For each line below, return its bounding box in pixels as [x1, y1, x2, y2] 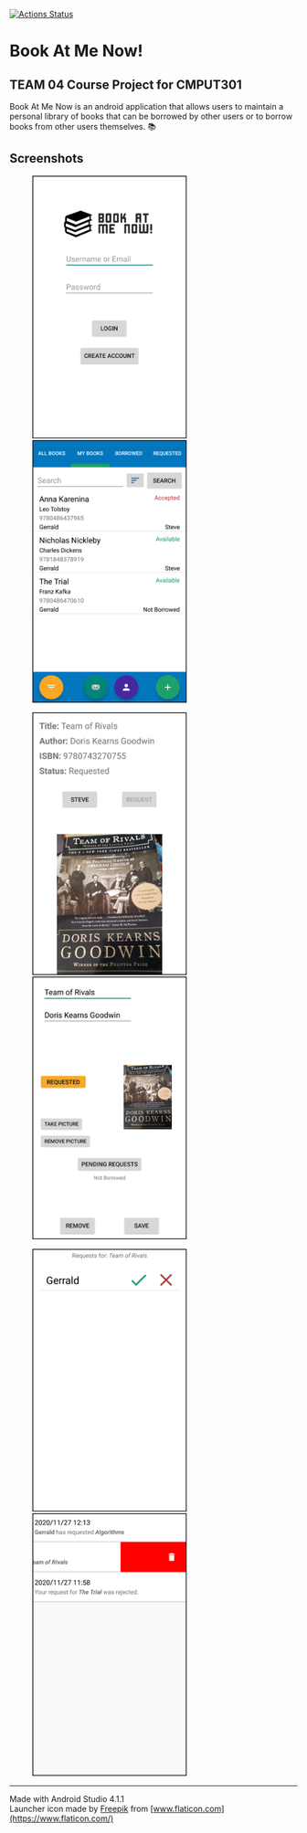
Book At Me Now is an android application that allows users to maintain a [9, 101, 284, 111]
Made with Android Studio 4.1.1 [9, 1793, 125, 1804]
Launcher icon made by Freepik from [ [9, 1803, 153, 1814]
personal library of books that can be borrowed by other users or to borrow [9, 111, 293, 121]
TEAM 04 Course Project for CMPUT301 [9, 77, 242, 92]
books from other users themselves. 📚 [9, 121, 157, 132]
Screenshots [9, 151, 84, 166]
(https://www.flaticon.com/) [9, 1813, 114, 1824]
